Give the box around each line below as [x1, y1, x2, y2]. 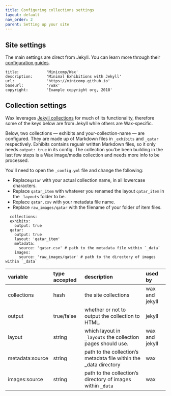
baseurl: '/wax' [5, 83, 60, 88]
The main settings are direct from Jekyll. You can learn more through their [5, 54, 160, 60]
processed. [5, 157, 29, 164]
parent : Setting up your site [5, 21, 70, 27]
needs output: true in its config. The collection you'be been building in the [5, 146, 163, 152]
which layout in [84, 327, 121, 334]
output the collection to [84, 312, 140, 319]
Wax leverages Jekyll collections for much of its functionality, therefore [5, 114, 155, 121]
